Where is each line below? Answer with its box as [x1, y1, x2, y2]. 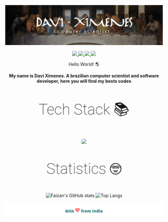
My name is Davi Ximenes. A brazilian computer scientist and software [9, 72, 159, 79]
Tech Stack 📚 [38, 100, 130, 119]
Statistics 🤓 [46, 159, 122, 178]
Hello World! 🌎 [68, 61, 100, 67]
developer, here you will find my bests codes [36, 78, 131, 84]
